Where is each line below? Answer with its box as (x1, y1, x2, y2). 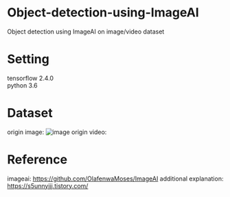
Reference (7, 152, 67, 167)
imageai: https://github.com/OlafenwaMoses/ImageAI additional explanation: (7, 174, 224, 183)
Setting (7, 51, 49, 67)
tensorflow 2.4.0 (7, 74, 54, 82)
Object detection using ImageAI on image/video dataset (7, 27, 165, 36)
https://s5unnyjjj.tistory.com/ (7, 181, 89, 189)
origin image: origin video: (7, 128, 107, 136)
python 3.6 (7, 81, 38, 90)
